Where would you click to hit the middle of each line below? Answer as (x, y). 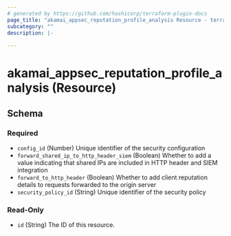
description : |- (30, 33)
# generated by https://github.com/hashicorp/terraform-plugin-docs (107, 13)
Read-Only (26, 210)
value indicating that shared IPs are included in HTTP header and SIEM (117, 163)
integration (32, 170)
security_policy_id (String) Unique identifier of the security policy (111, 192)
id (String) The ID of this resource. (66, 225)
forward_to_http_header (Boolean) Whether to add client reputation (112, 177)
